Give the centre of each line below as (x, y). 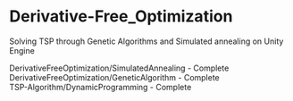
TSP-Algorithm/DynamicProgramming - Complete (100, 87)
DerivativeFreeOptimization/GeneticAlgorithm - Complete (115, 77)
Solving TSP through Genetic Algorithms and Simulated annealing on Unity (146, 41)
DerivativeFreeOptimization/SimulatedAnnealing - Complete (119, 68)
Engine (22, 50)
